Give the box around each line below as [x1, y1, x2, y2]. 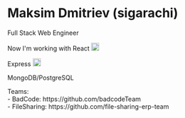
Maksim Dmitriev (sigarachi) [7, 5, 179, 21]
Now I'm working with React [7, 44, 90, 53]
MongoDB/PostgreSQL [7, 73, 75, 82]
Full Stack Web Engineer [7, 28, 80, 37]
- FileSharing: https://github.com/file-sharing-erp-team [7, 102, 169, 111]
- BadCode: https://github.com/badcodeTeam [7, 95, 141, 103]
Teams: [7, 87, 29, 95]
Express [7, 59, 31, 68]
